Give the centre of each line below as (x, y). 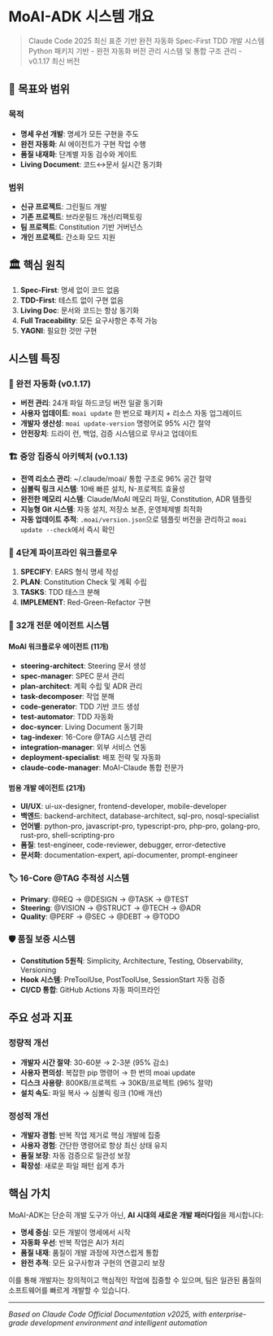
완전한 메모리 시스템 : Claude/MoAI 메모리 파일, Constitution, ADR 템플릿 (136, 499)
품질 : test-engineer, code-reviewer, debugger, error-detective (123, 845)
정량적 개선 (29, 1043)
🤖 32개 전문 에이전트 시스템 (59, 625)
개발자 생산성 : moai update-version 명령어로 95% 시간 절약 (115, 423)
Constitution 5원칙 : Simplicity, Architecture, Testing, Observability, (132, 960)
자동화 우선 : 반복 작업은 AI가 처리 (72, 1242)
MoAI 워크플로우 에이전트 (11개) (58, 646)
